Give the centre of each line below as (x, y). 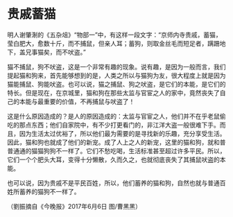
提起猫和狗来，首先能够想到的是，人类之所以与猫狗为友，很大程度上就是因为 (116, 75)
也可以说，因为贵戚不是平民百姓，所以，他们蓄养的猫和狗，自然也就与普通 (113, 183)
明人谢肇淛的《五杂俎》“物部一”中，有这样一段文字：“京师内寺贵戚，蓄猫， (114, 35)
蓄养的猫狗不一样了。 (50, 191)
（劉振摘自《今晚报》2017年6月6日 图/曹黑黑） (75, 206)
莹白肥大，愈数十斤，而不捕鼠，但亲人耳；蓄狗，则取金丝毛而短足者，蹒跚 (113, 43)
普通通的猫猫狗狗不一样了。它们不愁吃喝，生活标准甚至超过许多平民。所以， (116, 150)
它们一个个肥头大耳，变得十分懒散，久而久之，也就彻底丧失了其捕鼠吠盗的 (113, 159)
